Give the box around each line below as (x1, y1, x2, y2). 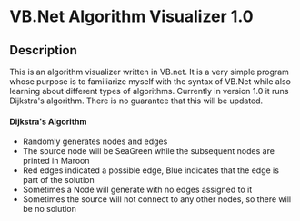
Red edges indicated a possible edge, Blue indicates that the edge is (22, 165, 280, 176)
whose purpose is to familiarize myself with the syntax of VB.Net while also (9, 76, 291, 87)
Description (9, 43, 77, 58)
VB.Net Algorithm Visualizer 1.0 (9, 6, 254, 27)
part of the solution (22, 175, 95, 186)
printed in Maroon (22, 156, 90, 167)
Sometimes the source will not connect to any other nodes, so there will (22, 194, 292, 205)
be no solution (22, 204, 77, 215)
